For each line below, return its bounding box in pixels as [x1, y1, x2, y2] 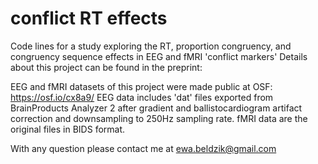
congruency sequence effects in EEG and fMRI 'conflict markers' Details [10, 50, 308, 62]
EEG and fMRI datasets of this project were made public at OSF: [10, 80, 273, 92]
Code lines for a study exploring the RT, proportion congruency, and [10, 40, 292, 52]
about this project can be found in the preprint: [10, 61, 203, 73]
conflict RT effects [10, 7, 168, 30]
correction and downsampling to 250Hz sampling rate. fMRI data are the [10, 112, 308, 124]
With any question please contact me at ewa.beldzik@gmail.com [10, 142, 277, 154]
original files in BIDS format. [10, 123, 126, 135]
